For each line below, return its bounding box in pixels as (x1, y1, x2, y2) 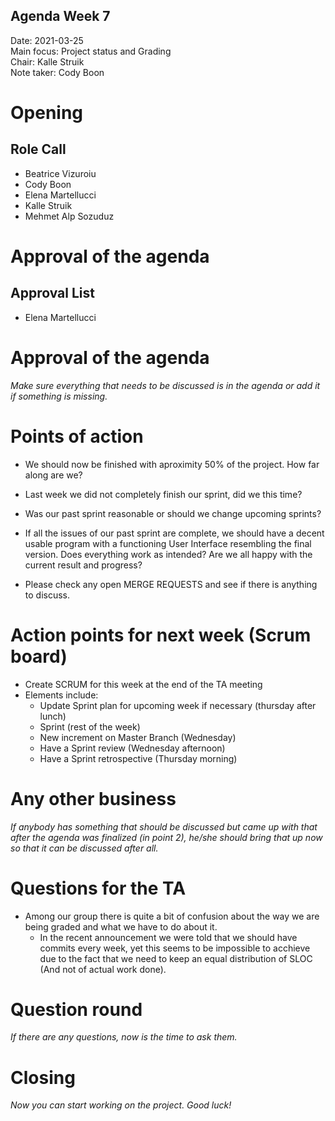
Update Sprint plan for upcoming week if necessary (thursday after (39, 699, 317, 711)
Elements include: (24, 689, 99, 701)
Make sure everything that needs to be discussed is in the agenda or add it (10, 379, 321, 391)
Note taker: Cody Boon (10, 66, 105, 78)
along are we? (24, 469, 83, 481)
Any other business (10, 787, 177, 810)
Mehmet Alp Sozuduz (24, 210, 115, 222)
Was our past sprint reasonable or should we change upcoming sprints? (24, 507, 322, 519)
